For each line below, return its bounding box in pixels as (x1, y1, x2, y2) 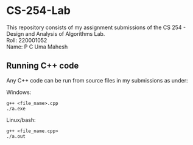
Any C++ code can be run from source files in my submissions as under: (6, 76, 188, 84)
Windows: (6, 89, 32, 96)
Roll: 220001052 (6, 36, 47, 44)
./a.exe (6, 106, 26, 112)
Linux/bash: (6, 116, 36, 123)
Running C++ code (6, 61, 79, 71)
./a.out (6, 133, 26, 140)
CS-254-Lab (6, 4, 71, 18)
